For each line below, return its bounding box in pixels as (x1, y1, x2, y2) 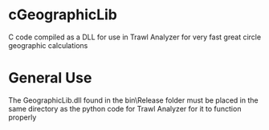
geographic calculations (8, 40, 88, 50)
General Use (8, 69, 92, 87)
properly (8, 112, 37, 122)
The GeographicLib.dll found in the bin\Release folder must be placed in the (8, 95, 259, 105)
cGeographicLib (8, 6, 118, 24)
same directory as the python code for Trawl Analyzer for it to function (8, 104, 242, 113)
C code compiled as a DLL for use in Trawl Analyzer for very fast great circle (8, 32, 262, 42)
